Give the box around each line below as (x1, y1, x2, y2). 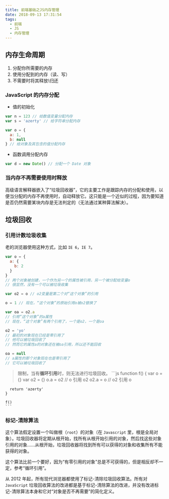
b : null (10, 137, 26, 142)
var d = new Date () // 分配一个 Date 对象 (5, 162, 91, 167)
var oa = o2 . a (5, 310, 35, 315)
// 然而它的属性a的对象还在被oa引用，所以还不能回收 (5, 342, 102, 347)
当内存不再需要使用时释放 (5, 174, 67, 181)
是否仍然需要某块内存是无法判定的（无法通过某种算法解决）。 (5, 199, 131, 205)
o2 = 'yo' (5, 328, 26, 333)
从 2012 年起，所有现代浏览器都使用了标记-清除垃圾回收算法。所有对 (5, 476, 147, 482)
